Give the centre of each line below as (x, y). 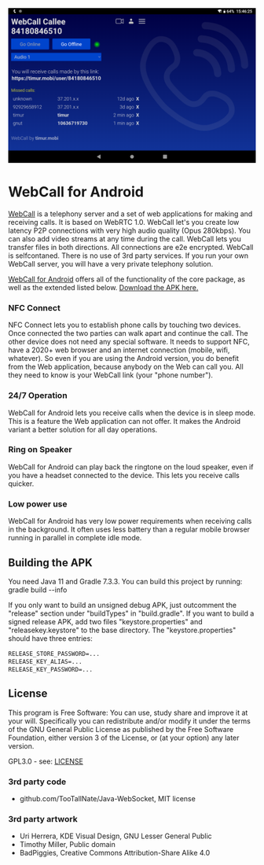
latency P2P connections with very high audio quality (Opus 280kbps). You (130, 230)
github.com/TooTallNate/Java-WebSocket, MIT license (108, 799)
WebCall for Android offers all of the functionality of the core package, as (127, 279)
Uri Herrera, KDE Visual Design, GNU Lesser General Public (115, 836)
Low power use (38, 504)
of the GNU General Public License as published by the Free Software (121, 729)
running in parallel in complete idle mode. (75, 538)
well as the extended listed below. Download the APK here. (103, 287)
